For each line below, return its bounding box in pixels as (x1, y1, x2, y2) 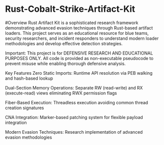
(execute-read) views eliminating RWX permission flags (5, 90, 117, 96)
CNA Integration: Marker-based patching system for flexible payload (5, 114, 143, 120)
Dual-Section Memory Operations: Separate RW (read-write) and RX (5, 85, 143, 90)
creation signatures (5, 105, 44, 111)
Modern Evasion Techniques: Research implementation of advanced (5, 129, 143, 135)
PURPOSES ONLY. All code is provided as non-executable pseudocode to (5, 55, 154, 61)
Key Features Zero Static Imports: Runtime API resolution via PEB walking (5, 70, 153, 76)
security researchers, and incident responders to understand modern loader (5, 35, 159, 41)
